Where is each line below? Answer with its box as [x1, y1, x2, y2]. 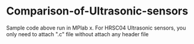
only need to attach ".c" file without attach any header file [6, 30, 149, 37]
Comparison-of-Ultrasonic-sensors [6, 4, 189, 18]
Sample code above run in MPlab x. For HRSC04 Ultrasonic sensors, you [6, 24, 186, 31]
